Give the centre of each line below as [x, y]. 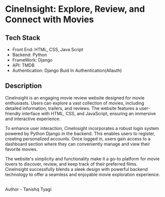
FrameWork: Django [32, 60]
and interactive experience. [33, 119]
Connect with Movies [50, 19]
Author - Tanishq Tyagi [28, 189]
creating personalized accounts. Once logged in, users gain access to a [78, 138]
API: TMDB [23, 65]
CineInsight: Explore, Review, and [75, 9]
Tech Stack [23, 38]
